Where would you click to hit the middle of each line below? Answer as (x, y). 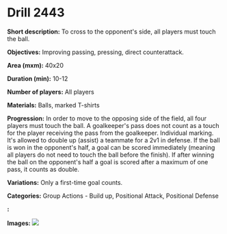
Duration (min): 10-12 (38, 78)
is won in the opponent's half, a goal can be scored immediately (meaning (111, 147)
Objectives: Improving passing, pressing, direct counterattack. (96, 52)
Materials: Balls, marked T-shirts (54, 105)
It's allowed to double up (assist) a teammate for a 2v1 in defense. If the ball (113, 140)
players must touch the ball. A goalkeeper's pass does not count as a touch (113, 125)
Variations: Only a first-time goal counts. (65, 182)
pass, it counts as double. (43, 169)
